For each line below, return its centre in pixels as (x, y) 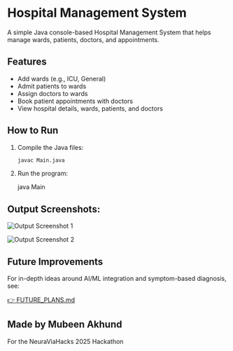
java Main (31, 187)
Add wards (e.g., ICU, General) (62, 78)
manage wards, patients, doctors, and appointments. (83, 39)
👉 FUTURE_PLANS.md (41, 300)
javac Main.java (41, 160)
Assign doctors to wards (52, 93)
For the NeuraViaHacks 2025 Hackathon (65, 341)
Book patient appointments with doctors (75, 101)
